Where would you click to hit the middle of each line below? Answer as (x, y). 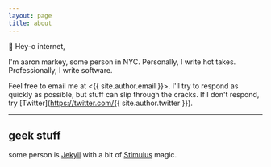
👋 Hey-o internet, (37, 46)
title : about (30, 23)
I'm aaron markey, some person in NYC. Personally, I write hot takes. (122, 62)
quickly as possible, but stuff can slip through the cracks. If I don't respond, (134, 94)
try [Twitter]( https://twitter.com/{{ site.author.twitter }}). (101, 103)
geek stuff (35, 135)
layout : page (30, 16)
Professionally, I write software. (60, 70)
